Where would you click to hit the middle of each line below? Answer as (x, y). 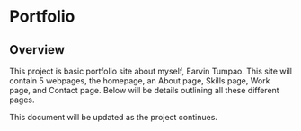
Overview (37, 50)
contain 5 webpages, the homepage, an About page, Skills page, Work (140, 81)
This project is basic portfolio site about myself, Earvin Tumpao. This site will (150, 71)
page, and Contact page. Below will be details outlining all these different (145, 90)
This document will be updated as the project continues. (114, 117)
